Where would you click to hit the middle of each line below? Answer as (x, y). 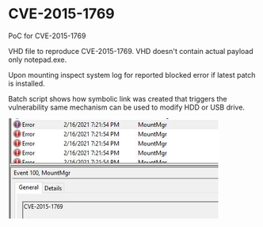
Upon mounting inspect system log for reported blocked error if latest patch (132, 75)
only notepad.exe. (38, 60)
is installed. (27, 83)
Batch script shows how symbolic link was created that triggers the (118, 98)
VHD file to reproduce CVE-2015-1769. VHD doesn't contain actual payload (131, 51)
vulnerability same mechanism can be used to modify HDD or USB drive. (127, 107)
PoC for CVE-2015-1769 (47, 36)
